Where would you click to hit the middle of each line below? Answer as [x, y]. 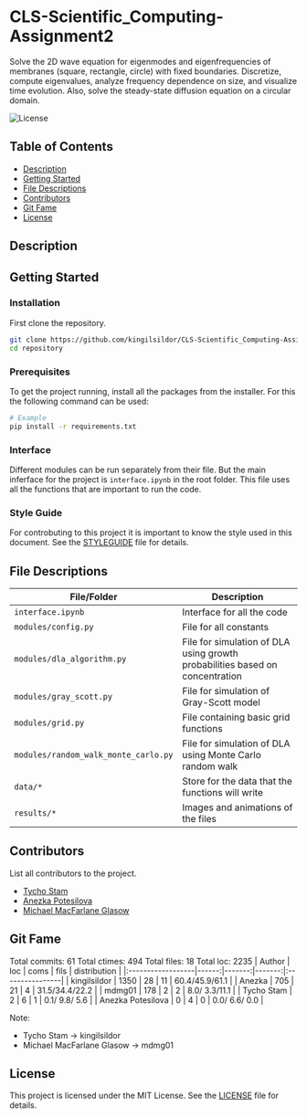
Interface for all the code [235, 612]
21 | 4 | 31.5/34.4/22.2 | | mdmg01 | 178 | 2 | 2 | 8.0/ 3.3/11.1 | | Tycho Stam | [151, 990]
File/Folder [94, 597]
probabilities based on [230, 665]
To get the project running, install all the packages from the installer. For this [153, 391]
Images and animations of [238, 807]
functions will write [222, 793]
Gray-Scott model [221, 702]
